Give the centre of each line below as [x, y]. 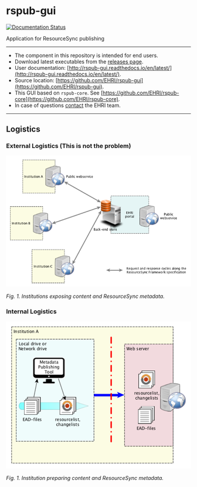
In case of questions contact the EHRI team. [68, 105]
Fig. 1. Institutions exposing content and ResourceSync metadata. [86, 296]
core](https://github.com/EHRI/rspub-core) [67, 99]
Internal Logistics [31, 311]
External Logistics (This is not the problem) [69, 146]
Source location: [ [36, 80]
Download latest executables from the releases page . [79, 61]
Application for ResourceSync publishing [55, 38]
